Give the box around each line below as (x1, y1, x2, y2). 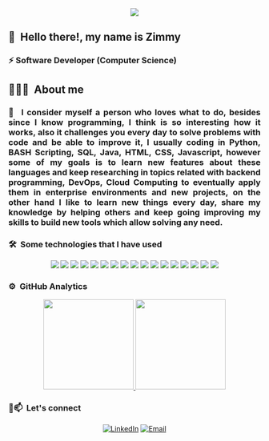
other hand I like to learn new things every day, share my (8, 196, 261, 207)
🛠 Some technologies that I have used (8, 239, 163, 250)
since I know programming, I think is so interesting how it (8, 116, 261, 127)
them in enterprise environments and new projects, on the (8, 186, 261, 198)
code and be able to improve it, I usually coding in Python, (8, 136, 261, 147)
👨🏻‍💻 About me (8, 82, 84, 96)
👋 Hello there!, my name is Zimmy (8, 30, 182, 44)
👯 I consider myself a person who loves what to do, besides (8, 106, 261, 118)
